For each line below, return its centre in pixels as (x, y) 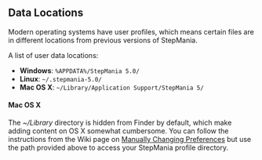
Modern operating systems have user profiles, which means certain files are (131, 31)
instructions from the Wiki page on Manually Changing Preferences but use (130, 140)
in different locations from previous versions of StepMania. (103, 40)
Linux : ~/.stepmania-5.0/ (60, 78)
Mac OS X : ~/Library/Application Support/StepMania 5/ (111, 87)
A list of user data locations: (53, 55)
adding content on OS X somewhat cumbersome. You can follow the (118, 131)
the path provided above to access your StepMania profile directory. (118, 147)
